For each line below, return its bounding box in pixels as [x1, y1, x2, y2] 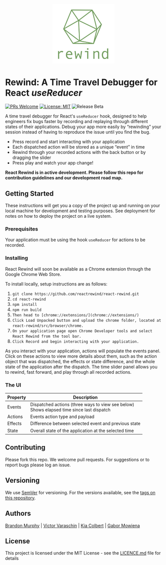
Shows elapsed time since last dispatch [30, 407, 111, 413]
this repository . [5, 495, 36, 501]
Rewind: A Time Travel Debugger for [5, 76, 158, 88]
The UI [5, 381, 21, 388]
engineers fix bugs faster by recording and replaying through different [5, 119, 148, 125]
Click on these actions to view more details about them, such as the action [5, 353, 157, 359]
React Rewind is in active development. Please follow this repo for [5, 169, 144, 175]
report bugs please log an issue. [5, 462, 71, 468]
